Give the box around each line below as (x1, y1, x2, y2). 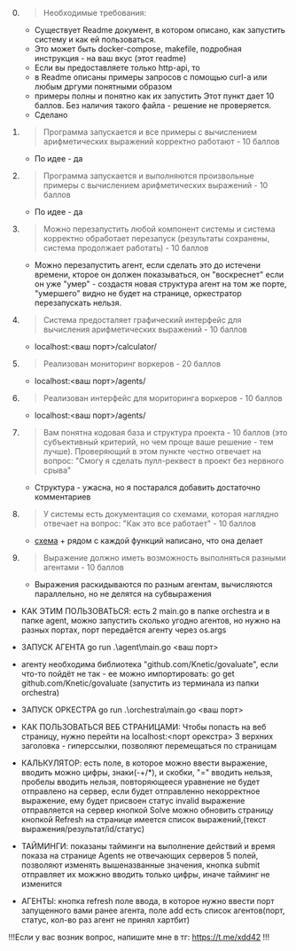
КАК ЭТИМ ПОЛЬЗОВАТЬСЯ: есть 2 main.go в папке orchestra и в (20, 606, 270, 616)
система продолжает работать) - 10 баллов (43, 243, 209, 253)
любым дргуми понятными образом (34, 82, 173, 91)
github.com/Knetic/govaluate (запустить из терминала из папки (20, 678, 260, 688)
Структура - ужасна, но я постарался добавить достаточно (34, 483, 261, 492)
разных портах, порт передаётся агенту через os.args (20, 625, 227, 635)
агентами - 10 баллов (43, 562, 125, 572)
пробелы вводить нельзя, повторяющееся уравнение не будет (20, 776, 261, 787)
